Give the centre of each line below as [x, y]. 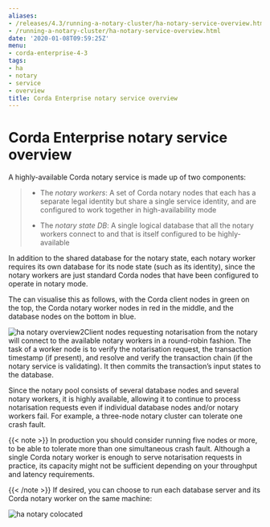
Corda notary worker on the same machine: [80, 499]
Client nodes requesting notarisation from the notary [171, 332]
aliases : [23, 16]
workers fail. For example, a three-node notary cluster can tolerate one [126, 416]
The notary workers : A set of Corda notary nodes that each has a [148, 193]
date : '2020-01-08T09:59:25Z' [59, 38]
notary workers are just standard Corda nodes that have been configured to [133, 275]
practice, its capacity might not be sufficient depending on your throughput [133, 466]
